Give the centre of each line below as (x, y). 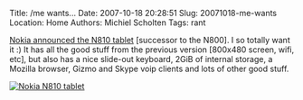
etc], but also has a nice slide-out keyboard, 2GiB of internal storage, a (141, 59)
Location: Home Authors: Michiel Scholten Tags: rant (108, 23)
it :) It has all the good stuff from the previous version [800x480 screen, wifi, (152, 50)
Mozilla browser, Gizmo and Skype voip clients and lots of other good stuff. (149, 68)
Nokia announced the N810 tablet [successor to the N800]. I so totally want (150, 40)
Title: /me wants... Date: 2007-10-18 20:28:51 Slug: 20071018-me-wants (143, 13)
